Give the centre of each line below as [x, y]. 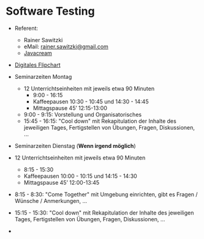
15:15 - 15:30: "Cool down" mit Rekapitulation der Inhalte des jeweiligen [104, 213]
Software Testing [51, 11]
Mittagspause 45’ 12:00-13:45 [62, 182]
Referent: [26, 28]
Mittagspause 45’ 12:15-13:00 [70, 108]
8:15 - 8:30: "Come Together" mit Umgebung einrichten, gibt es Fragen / [106, 194]
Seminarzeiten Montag [43, 76]
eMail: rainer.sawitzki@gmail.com [66, 46]
